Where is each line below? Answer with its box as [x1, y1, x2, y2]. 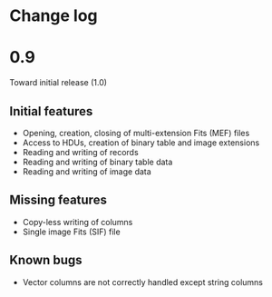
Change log [9, 5, 98, 26]
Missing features [9, 193, 107, 208]
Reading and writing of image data [22, 165, 151, 177]
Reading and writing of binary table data [22, 156, 173, 167]
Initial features [9, 104, 93, 119]
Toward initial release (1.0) [9, 77, 107, 88]
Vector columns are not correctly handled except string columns [22, 276, 264, 287]
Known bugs [9, 252, 83, 268]
